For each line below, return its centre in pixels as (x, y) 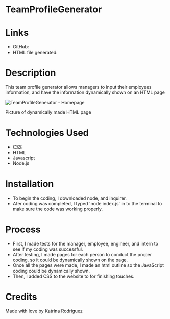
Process (23, 229)
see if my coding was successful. (48, 249)
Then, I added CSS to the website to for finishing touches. (74, 276)
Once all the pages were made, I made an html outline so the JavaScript (88, 265)
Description (31, 73)
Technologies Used (47, 133)
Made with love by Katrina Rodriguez (44, 311)
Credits (21, 297)
